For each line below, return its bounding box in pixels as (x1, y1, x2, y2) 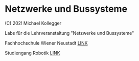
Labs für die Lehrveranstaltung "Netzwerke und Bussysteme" (5, 30, 134, 36)
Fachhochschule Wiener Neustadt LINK (5, 39, 88, 46)
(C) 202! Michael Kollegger (5, 20, 62, 26)
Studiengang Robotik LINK (5, 50, 60, 56)
